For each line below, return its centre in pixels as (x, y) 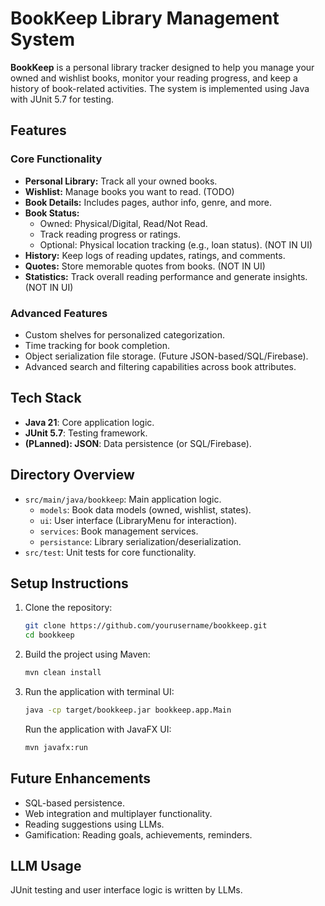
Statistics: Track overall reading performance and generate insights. (166, 276)
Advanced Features (59, 313)
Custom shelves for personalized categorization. (125, 334)
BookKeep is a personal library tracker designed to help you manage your (162, 67)
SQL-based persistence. (75, 803)
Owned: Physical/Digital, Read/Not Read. (123, 223)
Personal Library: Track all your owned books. (121, 181)
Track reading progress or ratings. (110, 234)
